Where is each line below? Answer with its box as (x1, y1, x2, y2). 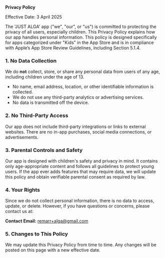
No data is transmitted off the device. (12, 99, 89, 105)
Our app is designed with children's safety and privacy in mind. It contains (5, 157, 158, 164)
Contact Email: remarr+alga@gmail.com (5, 218, 88, 224)
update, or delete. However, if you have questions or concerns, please (5, 203, 150, 209)
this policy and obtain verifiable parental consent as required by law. (5, 173, 146, 179)
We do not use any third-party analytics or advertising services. (12, 94, 144, 100)
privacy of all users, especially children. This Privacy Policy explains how (5, 29, 155, 34)
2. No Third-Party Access (5, 112, 68, 119)
